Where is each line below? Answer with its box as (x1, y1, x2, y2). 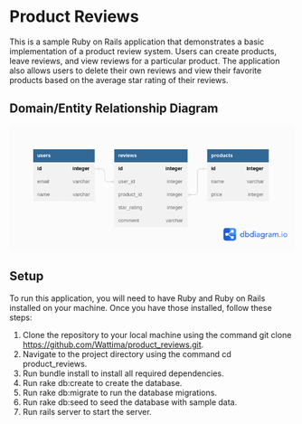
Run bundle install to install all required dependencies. (22, 368, 224, 379)
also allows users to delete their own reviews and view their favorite (9, 65, 262, 76)
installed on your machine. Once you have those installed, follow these (9, 302, 273, 313)
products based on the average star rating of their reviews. (9, 74, 229, 85)
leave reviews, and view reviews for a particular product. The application (9, 55, 280, 66)
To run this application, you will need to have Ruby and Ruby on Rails (9, 292, 266, 304)
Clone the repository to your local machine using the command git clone (22, 329, 292, 340)
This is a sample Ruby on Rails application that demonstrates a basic (9, 36, 265, 47)
